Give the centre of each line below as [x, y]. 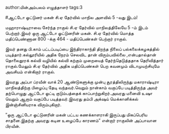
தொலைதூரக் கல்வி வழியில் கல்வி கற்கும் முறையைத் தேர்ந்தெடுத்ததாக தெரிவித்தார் [84, 60]
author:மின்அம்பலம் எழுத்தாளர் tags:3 [44, 7]
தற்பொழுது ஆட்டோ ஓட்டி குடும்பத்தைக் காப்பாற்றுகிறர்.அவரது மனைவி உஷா [79, 93]
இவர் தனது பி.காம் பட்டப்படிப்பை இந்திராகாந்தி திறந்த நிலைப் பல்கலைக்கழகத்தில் [82, 49]
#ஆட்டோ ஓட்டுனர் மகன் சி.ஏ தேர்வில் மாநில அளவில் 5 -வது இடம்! [72, 17]
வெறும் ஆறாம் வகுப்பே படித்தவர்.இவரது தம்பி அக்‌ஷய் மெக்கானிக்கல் [72, 99]
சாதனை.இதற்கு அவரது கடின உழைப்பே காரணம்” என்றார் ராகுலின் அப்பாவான [81, 120]
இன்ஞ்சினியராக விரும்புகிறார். [33, 105]
